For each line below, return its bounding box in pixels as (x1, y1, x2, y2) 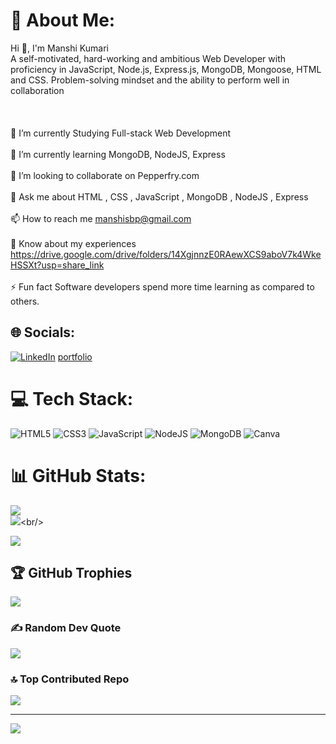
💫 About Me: (10, 9, 116, 32)
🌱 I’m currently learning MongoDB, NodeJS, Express (10, 148, 226, 160)
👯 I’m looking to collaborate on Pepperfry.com (10, 169, 200, 181)
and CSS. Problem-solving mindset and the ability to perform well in (10, 74, 290, 86)
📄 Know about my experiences (10, 237, 137, 249)
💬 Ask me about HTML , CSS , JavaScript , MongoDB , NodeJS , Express (10, 190, 309, 203)
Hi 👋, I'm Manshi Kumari (10, 42, 109, 54)
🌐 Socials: (10, 324, 76, 341)
